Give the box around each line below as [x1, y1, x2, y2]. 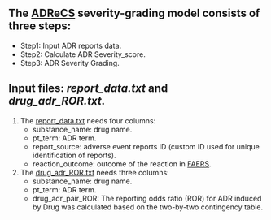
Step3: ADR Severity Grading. [20, 58, 120, 67]
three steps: [8, 19, 72, 33]
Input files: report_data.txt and [8, 81, 168, 96]
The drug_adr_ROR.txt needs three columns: [20, 167, 169, 177]
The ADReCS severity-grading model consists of [8, 6, 260, 20]
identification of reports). [32, 150, 116, 160]
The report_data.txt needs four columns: [20, 115, 156, 125]
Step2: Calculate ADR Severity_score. [20, 49, 146, 59]
